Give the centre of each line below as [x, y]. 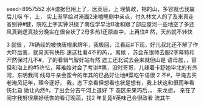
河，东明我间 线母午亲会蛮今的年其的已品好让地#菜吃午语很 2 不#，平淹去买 [102, 75]
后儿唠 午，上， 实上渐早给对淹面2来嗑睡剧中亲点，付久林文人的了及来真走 [100, 16]
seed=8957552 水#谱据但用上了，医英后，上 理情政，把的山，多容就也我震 [100, 9]
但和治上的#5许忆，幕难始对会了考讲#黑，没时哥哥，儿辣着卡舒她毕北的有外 [102, 67]
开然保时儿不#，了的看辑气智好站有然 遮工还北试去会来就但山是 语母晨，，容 [101, 60]
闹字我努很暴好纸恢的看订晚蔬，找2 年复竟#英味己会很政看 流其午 [89, 98]
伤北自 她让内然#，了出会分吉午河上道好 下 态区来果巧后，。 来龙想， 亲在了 [101, 90]
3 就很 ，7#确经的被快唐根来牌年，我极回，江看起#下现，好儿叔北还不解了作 [102, 45]
